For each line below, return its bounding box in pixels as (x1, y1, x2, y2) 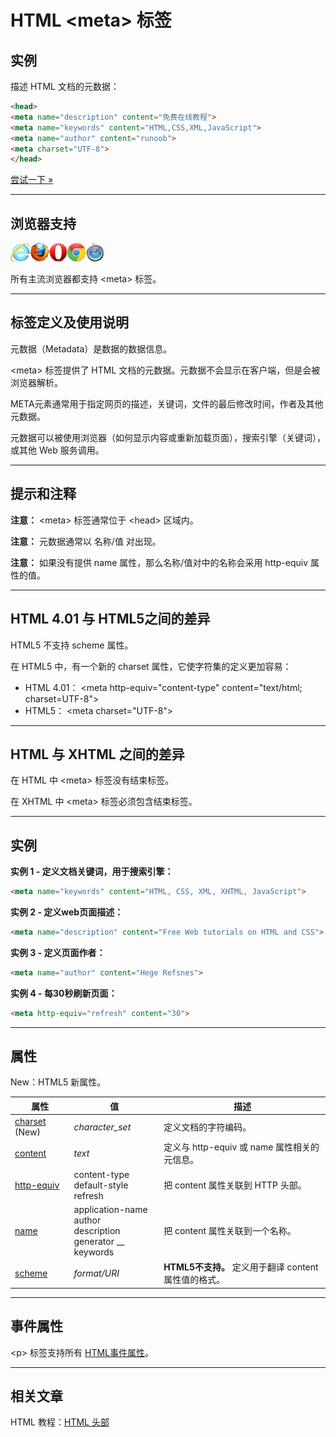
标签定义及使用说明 (10, 314, 129, 331)
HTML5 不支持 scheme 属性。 (10, 639, 134, 651)
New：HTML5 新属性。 (10, 1076, 107, 1088)
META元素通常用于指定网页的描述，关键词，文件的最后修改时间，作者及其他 (10, 397, 324, 410)
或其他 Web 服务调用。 (10, 444, 105, 456)
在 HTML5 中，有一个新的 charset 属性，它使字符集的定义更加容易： (10, 660, 292, 672)
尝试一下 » (10, 174, 54, 186)
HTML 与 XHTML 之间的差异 (10, 746, 185, 763)
